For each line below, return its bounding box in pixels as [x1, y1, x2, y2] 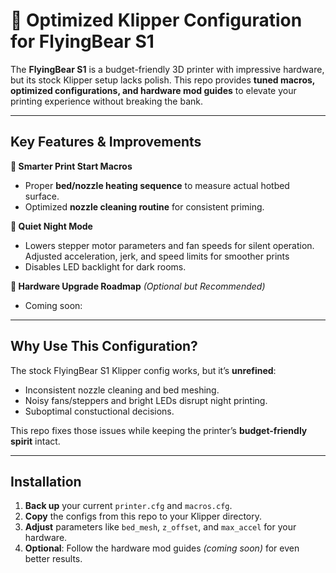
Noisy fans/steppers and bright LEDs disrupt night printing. [24, 394, 268, 406]
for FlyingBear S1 [10, 30, 155, 53]
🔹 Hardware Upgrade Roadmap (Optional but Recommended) [10, 280, 266, 292]
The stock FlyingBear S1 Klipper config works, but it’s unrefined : [10, 364, 277, 376]
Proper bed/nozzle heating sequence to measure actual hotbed [24, 179, 290, 191]
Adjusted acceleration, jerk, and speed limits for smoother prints [24, 250, 290, 262]
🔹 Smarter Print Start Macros [10, 160, 133, 172]
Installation [10, 473, 82, 490]
